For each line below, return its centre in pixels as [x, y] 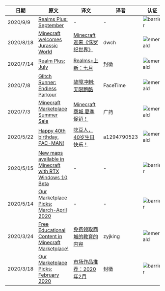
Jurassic [48, 45]
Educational [52, 230]
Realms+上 [86, 61]
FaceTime [114, 85]
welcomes [50, 40]
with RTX [49, 171]
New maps [51, 153]
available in [52, 159]
